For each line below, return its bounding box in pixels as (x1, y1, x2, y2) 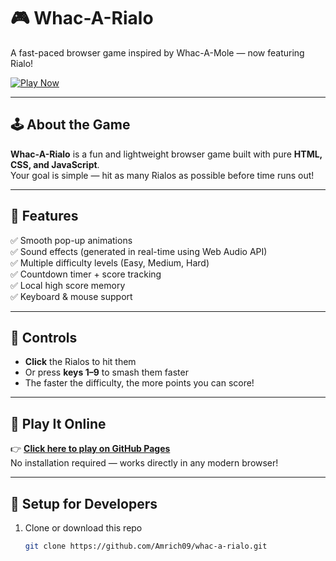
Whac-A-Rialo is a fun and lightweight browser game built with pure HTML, (10, 148, 323, 160)
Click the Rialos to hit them (24, 356, 137, 368)
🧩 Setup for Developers (10, 495, 158, 512)
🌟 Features (10, 208, 79, 225)
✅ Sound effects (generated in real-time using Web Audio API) (10, 245, 268, 257)
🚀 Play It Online (10, 415, 107, 432)
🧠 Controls (10, 329, 78, 346)
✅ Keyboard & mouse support (10, 290, 133, 302)
